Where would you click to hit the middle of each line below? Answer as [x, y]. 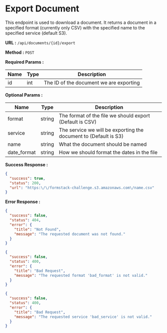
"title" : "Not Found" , [38, 229]
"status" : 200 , [25, 183]
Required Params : [24, 62]
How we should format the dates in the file [108, 152]
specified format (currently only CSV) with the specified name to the [75, 27]
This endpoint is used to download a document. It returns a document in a [81, 22]
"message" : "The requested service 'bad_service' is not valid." [83, 317]
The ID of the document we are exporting [92, 83]
